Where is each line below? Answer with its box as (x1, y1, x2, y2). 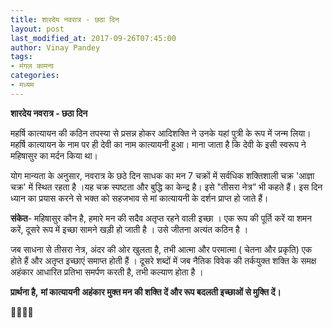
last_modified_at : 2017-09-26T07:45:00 (10, 33, 177, 43)
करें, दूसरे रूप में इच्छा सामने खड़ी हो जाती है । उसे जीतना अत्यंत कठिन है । (10, 223, 249, 235)
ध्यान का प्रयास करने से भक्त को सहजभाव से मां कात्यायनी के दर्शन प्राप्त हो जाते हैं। (10, 192, 269, 204)
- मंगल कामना (10, 61, 54, 71)
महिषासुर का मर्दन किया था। (10, 149, 98, 161)
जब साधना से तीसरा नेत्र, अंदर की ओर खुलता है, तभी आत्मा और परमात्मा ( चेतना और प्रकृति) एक (10, 243, 313, 255)
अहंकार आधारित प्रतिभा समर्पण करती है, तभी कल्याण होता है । (10, 266, 204, 278)
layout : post (10, 24, 65, 34)
